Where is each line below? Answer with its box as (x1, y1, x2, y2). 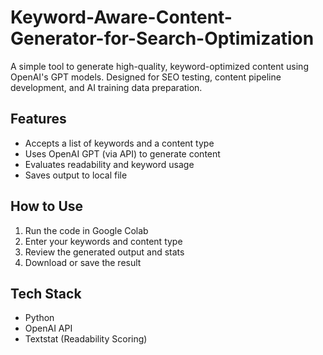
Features (10, 111, 67, 128)
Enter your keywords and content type (24, 235, 183, 247)
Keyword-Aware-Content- (10, 6, 233, 29)
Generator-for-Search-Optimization (10, 27, 315, 50)
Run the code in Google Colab (24, 224, 149, 236)
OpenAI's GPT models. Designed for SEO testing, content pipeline (10, 71, 282, 83)
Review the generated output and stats (24, 246, 185, 258)
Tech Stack (10, 285, 82, 302)
